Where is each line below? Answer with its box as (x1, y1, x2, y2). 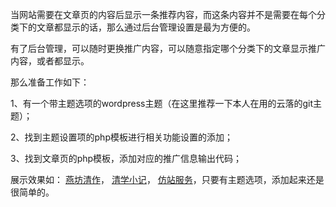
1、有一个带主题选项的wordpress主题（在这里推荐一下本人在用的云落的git (10, 98, 314, 109)
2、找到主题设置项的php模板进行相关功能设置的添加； (10, 131, 233, 143)
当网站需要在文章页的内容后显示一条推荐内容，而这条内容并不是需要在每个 (10, 9, 317, 20)
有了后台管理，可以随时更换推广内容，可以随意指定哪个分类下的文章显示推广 (10, 43, 326, 54)
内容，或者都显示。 (10, 55, 90, 67)
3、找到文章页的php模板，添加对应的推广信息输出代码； (10, 153, 243, 164)
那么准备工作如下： (10, 76, 90, 88)
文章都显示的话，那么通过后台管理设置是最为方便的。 (36, 21, 256, 33)
